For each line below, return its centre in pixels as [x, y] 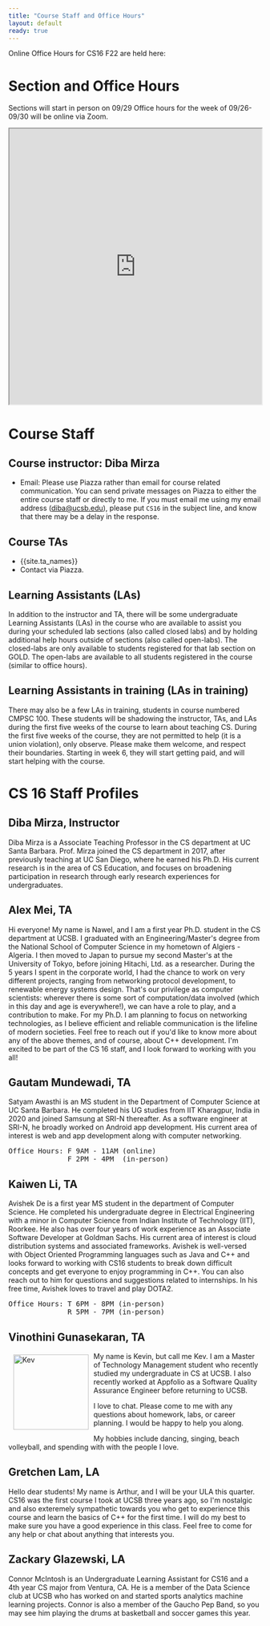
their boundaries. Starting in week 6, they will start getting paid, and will [127, 752]
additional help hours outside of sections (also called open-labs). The [123, 639]
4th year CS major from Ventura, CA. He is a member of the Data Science [129, 1587]
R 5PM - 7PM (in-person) [116, 1312]
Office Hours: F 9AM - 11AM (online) [83, 1151]
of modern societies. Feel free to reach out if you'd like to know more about [133, 1032]
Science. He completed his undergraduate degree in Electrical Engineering [131, 1212]
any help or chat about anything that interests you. [91, 1534]
